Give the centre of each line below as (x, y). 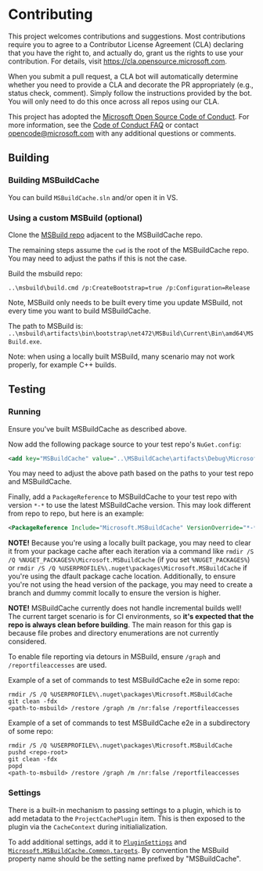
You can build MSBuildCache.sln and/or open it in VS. (93, 197)
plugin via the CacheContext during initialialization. (88, 826)
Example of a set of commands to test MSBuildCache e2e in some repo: (124, 680)
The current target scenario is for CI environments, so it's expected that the (131, 617)
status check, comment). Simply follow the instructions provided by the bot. (130, 93)
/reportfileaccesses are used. (58, 665)
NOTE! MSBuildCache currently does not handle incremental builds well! (125, 608)
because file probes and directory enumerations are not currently (113, 633)
